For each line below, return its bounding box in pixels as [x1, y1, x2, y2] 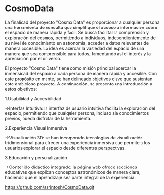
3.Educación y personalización [5, 154, 67, 160]
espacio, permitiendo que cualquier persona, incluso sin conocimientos [5, 110, 149, 116]
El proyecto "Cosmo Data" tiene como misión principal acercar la [5, 65, 136, 71]
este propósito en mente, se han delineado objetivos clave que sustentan [5, 76, 153, 82]
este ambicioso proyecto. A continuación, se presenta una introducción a [5, 81, 153, 86]
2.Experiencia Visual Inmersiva [5, 125, 67, 131]
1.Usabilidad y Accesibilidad [5, 95, 62, 101]
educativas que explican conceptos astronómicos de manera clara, [5, 169, 141, 175]
